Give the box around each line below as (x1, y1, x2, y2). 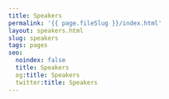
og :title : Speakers (15, 71, 81, 79)
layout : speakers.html (8, 26, 84, 34)
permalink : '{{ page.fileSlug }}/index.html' (8, 19, 162, 27)
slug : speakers (8, 34, 59, 42)
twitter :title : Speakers (15, 78, 98, 86)
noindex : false (15, 57, 66, 65)
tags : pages (8, 42, 48, 49)
